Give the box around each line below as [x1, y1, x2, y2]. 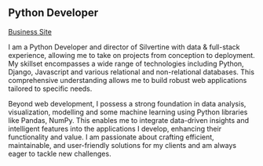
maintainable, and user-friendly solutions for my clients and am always [8, 140, 237, 150]
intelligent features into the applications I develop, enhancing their [8, 124, 222, 133]
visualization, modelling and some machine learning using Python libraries [8, 107, 248, 117]
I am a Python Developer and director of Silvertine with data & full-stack [8, 42, 241, 52]
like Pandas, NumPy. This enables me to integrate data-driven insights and [8, 115, 250, 125]
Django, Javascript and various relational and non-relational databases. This [8, 67, 255, 77]
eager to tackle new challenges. [8, 149, 111, 158]
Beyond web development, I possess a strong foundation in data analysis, [8, 99, 247, 108]
